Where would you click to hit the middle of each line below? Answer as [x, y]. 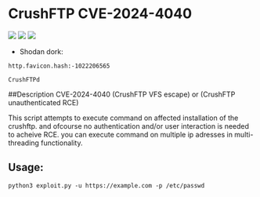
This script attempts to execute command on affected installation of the [123, 118]
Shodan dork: [42, 51]
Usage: [26, 168]
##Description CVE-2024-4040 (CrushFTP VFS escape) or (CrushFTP [122, 94]
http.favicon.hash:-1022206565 [59, 66]
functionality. [61, 143]
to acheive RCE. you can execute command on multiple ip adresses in [121, 134]
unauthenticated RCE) [43, 102]
